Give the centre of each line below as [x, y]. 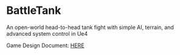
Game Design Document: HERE [45, 45]
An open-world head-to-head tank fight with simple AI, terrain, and [90, 27]
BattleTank [34, 11]
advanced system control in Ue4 [47, 33]
